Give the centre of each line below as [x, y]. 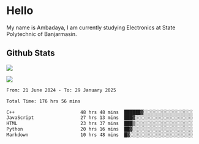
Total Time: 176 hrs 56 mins [43, 101]
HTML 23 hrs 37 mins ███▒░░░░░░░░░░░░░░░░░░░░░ [99, 124]
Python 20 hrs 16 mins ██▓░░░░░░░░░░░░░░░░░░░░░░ [99, 129]
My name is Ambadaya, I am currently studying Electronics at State [91, 27]
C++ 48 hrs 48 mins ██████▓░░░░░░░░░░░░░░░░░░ [99, 112]
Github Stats [31, 53]
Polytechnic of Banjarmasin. [42, 34]
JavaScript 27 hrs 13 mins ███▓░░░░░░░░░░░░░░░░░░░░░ [99, 118]
